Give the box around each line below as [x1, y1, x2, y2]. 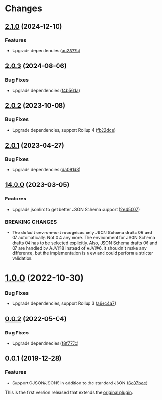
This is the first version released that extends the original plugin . [5, 389, 133, 395]
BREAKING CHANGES [5, 218, 57, 225]
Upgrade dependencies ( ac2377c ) [12, 48, 81, 53]
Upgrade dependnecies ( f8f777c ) [12, 340, 79, 346]
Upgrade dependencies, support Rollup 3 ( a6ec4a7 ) [12, 300, 117, 306]
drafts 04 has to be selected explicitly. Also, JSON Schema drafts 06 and [12, 240, 158, 246]
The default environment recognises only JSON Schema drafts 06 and [12, 229, 152, 235]
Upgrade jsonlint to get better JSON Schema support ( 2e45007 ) [12, 206, 140, 212]
